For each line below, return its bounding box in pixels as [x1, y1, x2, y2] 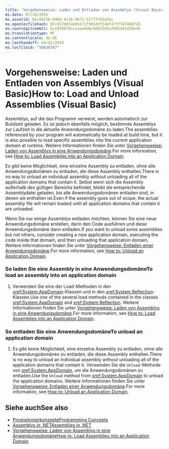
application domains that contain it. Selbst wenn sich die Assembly [5, 179, 144, 185]
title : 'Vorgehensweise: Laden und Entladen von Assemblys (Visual [5, 7, 150, 13]
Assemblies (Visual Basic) [5, 99, 117, 110]
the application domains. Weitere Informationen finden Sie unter [12, 378, 145, 384]
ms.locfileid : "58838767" [5, 45, 59, 50]
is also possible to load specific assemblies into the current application [5, 137, 152, 143]
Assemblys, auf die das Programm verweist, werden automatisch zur [5, 116, 148, 122]
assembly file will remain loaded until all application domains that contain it [5, 200, 160, 206]
